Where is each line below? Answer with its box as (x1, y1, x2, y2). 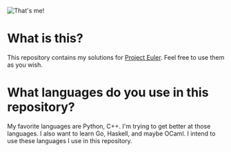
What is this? (7, 31, 84, 46)
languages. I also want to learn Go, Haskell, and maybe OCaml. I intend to (7, 129, 216, 138)
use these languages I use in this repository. (7, 136, 132, 144)
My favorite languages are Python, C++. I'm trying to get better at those (7, 122, 211, 130)
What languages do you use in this (7, 85, 209, 100)
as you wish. (7, 61, 43, 69)
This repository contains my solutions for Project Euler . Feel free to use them (7, 53, 225, 61)
